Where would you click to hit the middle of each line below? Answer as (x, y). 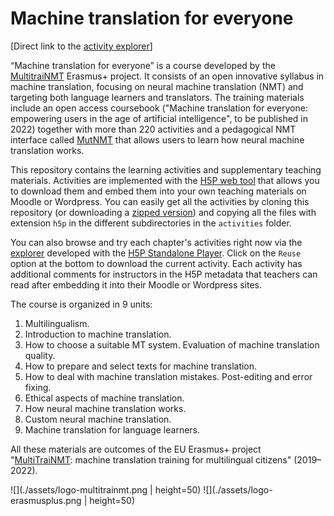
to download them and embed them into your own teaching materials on (158, 191)
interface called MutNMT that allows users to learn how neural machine (157, 139)
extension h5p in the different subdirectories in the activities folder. (151, 223)
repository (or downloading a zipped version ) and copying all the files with (163, 212)
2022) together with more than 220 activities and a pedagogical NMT (153, 129)
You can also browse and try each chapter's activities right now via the (156, 242)
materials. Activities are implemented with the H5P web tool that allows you (165, 180)
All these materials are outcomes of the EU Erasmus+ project (136, 449)
